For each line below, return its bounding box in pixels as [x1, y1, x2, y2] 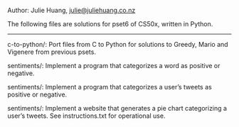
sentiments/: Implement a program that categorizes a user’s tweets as [7, 83, 212, 91]
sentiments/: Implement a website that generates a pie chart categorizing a [7, 104, 228, 112]
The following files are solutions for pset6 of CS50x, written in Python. [7, 20, 213, 28]
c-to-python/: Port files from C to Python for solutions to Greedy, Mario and [7, 40, 229, 48]
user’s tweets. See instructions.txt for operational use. [7, 111, 166, 120]
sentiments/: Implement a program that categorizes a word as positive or [7, 62, 221, 70]
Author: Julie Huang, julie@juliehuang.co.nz [7, 6, 136, 14]
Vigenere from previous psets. [7, 48, 96, 56]
